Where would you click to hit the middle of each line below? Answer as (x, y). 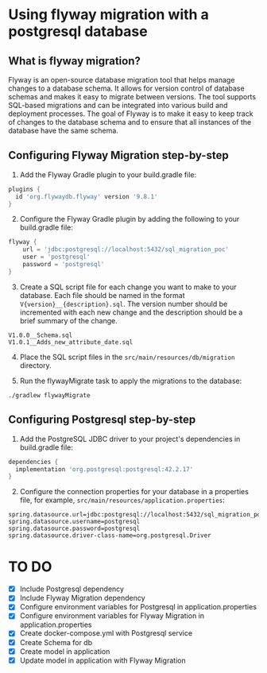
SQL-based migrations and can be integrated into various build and (118, 105)
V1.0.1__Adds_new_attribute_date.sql (71, 342)
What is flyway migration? (74, 61)
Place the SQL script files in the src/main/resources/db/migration (127, 357)
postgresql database (78, 31)
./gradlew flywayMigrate (49, 395)
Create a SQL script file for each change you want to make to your (128, 287)
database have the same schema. (64, 130)
